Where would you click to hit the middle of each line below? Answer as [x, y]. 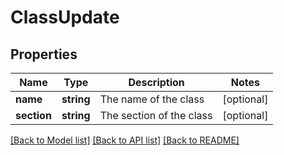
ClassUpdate [65, 17]
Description [156, 82]
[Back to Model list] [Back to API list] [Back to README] [125, 140]
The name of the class [152, 99]
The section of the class [156, 115]
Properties [44, 54]
